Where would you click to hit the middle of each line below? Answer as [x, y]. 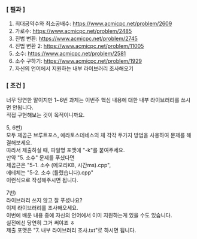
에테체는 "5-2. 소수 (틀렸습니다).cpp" [50, 173]
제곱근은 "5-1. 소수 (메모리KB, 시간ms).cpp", [59, 165]
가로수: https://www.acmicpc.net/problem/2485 [73, 31]
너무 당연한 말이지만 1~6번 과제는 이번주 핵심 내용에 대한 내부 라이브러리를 [93, 99]
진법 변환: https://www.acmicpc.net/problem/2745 [76, 39]
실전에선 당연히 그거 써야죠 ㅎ [41, 222]
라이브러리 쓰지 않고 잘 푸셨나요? [44, 200]
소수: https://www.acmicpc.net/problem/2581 [70, 54]
